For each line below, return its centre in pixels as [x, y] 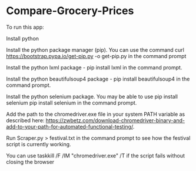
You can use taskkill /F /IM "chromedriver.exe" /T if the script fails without [96, 155]
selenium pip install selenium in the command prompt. [72, 103]
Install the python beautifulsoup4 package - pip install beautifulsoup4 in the [98, 79]
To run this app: [25, 27]
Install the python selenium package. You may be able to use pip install [92, 96]
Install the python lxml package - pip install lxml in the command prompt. [94, 67]
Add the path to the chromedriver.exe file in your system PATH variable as [96, 114]
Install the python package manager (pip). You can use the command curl [95, 50]
